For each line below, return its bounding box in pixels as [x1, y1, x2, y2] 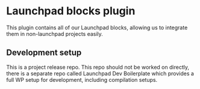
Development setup [6, 48, 82, 58]
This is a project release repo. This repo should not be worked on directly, [6, 63, 190, 70]
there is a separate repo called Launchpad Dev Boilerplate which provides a [6, 70, 195, 77]
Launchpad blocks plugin [6, 4, 136, 18]
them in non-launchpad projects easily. [6, 30, 104, 37]
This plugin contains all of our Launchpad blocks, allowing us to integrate [6, 24, 188, 31]
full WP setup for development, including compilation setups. [6, 76, 158, 83]
